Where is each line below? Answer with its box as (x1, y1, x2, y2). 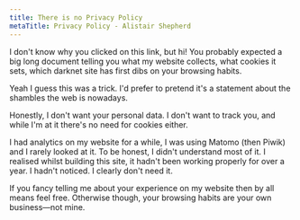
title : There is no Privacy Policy (9, 13, 143, 22)
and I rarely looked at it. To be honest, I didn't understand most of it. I (9, 145, 266, 157)
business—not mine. (9, 201, 86, 212)
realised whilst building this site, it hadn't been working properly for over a (9, 155, 286, 166)
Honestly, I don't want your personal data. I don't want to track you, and (9, 110, 277, 120)
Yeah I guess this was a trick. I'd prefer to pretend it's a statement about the (9, 83, 291, 93)
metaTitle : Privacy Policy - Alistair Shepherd (9, 22, 192, 31)
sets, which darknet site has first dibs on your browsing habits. (9, 65, 242, 76)
